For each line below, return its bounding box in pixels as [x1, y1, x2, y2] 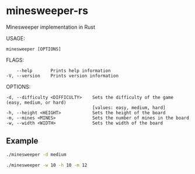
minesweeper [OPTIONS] [6, 46, 61, 52]
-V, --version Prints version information [6, 73, 119, 79]
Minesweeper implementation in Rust [6, 23, 95, 30]
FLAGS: [6, 56, 25, 63]
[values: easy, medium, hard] [92, 104, 166, 111]
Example [6, 136, 39, 146]
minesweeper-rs [6, 4, 89, 18]
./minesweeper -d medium [6, 151, 67, 158]
